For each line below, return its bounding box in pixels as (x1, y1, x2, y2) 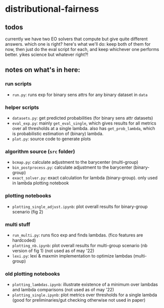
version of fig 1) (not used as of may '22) (12, 248, 94, 254)
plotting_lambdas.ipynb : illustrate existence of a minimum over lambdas (12, 282, 158, 287)
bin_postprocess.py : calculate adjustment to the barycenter (12, 164, 133, 170)
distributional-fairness (5, 3, 99, 15)
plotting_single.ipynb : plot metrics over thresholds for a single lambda (12, 292, 158, 298)
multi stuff (5, 221, 30, 228)
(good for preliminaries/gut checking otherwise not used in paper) (12, 297, 146, 303)
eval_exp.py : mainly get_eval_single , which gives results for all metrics (12, 120, 157, 126)
